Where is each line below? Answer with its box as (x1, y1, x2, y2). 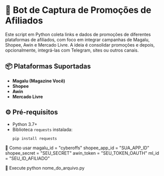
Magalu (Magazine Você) (12, 78, 65, 84)
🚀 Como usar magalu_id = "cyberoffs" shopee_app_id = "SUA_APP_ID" (5, 145, 150, 151)
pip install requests (12, 136, 57, 141)
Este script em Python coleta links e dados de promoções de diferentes (5, 31, 151, 37)
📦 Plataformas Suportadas (5, 62, 91, 71)
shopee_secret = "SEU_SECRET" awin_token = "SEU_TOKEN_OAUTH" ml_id (5, 150, 160, 156)
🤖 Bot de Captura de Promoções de (5, 4, 152, 16)
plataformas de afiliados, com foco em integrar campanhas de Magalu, (5, 37, 150, 43)
